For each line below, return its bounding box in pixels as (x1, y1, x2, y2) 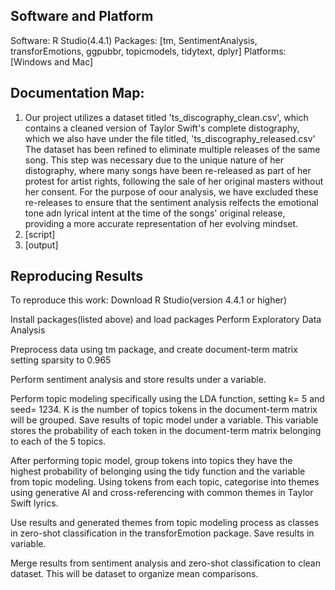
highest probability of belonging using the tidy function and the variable (10, 465, 306, 478)
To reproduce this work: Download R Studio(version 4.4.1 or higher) (10, 294, 287, 306)
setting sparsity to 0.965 (10, 354, 112, 366)
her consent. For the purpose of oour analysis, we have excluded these (24, 185, 319, 198)
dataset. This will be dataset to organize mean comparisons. (10, 568, 259, 580)
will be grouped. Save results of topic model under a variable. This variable (10, 414, 319, 426)
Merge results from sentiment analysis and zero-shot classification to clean (10, 557, 321, 569)
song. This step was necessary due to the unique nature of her (24, 154, 285, 166)
